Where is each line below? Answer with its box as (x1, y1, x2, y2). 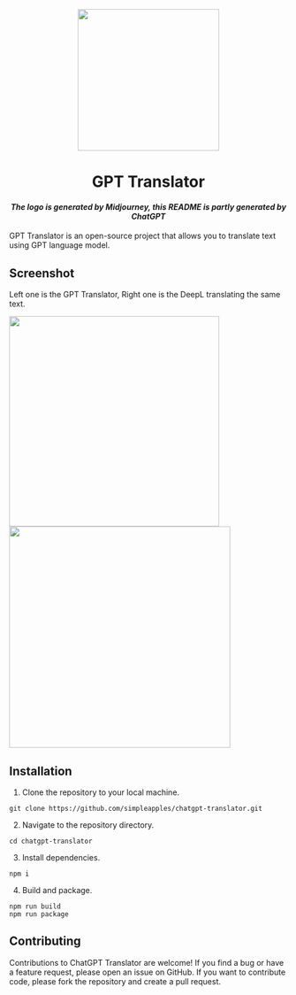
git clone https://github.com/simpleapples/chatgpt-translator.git (9, 805, 263, 814)
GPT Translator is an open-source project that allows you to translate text (9, 230, 277, 242)
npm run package (9, 910, 69, 919)
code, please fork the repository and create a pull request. (9, 976, 221, 986)
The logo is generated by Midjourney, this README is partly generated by (10, 201, 287, 212)
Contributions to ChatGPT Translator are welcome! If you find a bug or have (9, 957, 285, 968)
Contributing (9, 934, 81, 949)
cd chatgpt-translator (9, 837, 93, 846)
